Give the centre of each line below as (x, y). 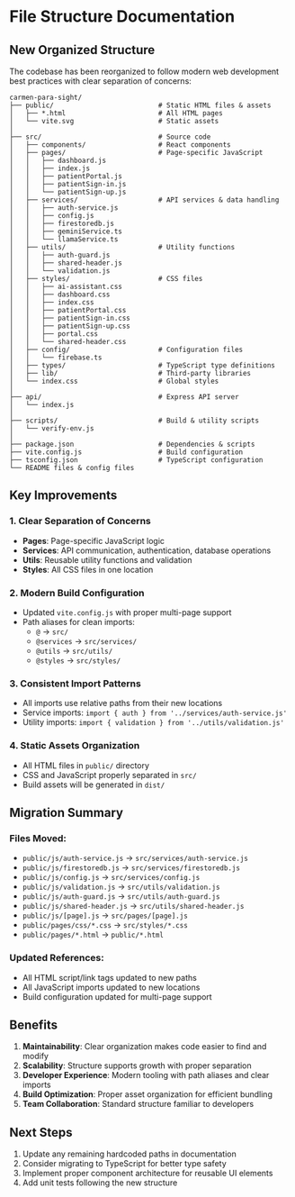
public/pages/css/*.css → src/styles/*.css (105, 925)
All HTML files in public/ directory (86, 765)
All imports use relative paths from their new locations (122, 703)
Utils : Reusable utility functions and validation (107, 559)
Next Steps (41, 1132)
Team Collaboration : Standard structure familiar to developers (138, 1104)
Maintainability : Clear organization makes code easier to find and (144, 1047)
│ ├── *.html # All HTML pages (116, 113)
